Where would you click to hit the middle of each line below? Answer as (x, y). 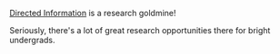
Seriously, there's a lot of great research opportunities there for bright (140, 30)
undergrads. (33, 40)
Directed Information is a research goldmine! (93, 13)
